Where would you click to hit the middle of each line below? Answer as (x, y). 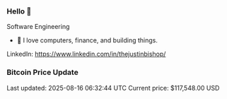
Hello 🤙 (19, 11)
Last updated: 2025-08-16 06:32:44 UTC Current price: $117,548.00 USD (113, 88)
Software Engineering (38, 27)
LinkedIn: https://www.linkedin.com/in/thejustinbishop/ (86, 54)
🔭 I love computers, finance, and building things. (87, 40)
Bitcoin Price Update (42, 72)
